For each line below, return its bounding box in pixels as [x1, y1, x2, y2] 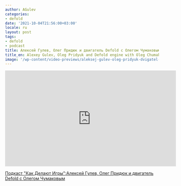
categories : [5, 12, 29, 17]
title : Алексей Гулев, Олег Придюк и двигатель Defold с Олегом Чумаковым [5, 48, 161, 53]
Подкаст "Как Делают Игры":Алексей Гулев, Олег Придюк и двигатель [5, 170, 154, 176]
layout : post [5, 30, 32, 35]
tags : [5, 35, 16, 39]
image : [5, 57, 19, 62]
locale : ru [5, 25, 27, 30]
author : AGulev [5, 7, 36, 12]
